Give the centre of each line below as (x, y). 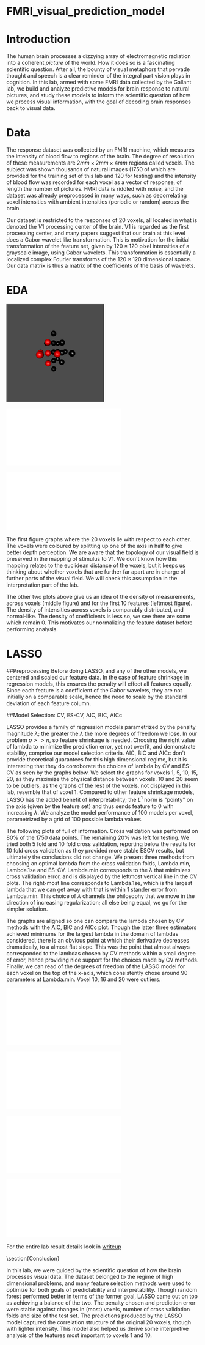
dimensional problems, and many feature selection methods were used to (99, 1283)
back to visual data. (31, 108)
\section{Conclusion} (33, 1258)
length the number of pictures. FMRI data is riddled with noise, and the (95, 189)
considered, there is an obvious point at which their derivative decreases (98, 940)
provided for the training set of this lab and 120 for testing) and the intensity (101, 176)
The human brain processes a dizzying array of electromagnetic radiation (99, 56)
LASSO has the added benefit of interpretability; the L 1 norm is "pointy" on (100, 799)
